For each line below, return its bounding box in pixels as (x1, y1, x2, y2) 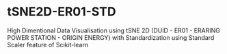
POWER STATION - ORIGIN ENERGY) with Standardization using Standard (7, 33, 215, 41)
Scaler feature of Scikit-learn (7, 40, 89, 49)
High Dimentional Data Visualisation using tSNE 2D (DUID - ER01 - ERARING (7, 26, 221, 34)
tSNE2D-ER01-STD (7, 4, 116, 20)
